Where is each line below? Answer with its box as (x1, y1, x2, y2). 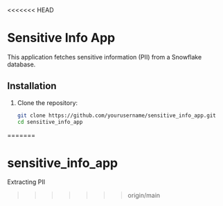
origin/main (127, 191, 161, 200)
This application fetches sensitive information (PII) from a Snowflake (7, 53, 202, 61)
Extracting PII (7, 178, 46, 186)
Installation (7, 80, 57, 92)
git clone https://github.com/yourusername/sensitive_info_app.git (17, 112, 216, 119)
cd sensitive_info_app (17, 118, 83, 125)
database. (7, 60, 36, 68)
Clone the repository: (17, 98, 78, 106)
